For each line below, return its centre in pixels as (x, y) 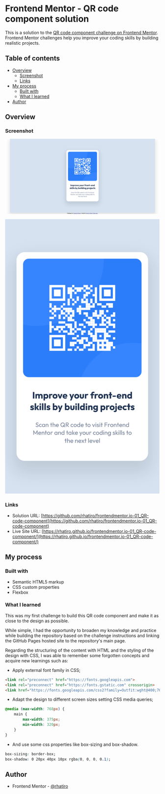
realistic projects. (23, 43)
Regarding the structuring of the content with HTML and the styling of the (80, 650)
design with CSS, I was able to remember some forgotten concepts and (77, 655)
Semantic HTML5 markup (38, 582)
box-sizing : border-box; (30, 754)
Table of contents (32, 59)
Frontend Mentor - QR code (62, 9)
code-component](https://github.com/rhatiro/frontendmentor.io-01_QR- (84, 521)
